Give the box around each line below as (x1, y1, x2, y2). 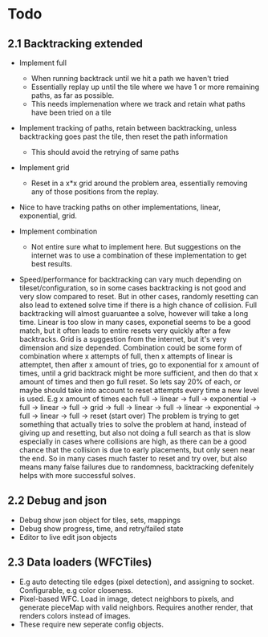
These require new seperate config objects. (18, 619, 164, 629)
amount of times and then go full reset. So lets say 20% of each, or (18, 377, 242, 386)
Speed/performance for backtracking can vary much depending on (18, 274, 242, 284)
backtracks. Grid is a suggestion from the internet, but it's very (18, 335, 227, 343)
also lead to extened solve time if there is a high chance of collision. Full (18, 300, 258, 310)
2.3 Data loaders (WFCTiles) (7, 555, 152, 570)
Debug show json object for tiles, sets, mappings (18, 515, 181, 525)
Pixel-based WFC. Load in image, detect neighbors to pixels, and (18, 594, 234, 603)
